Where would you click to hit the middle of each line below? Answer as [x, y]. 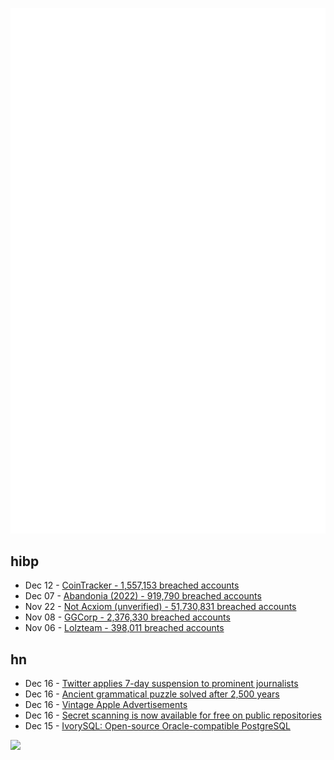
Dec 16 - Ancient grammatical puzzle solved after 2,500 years [152, 694]
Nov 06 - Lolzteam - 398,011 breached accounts [124, 628]
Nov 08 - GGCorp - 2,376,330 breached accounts [127, 617]
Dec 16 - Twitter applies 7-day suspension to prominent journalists [161, 684]
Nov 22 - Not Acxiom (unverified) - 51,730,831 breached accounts [160, 607]
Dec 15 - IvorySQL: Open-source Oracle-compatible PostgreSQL [157, 726]
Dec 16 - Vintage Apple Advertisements [106, 705]
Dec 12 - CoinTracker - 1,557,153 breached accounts [132, 585]
